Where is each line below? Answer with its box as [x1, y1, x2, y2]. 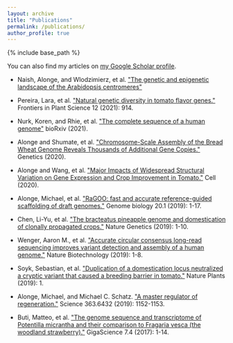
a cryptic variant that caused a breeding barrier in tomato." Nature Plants [17, 271, 225, 280]
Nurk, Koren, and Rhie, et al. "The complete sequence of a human [17, 117, 206, 126]
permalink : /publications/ [7, 23, 85, 30]
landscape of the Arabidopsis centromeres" [17, 83, 142, 91]
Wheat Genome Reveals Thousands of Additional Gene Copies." [17, 145, 200, 153]
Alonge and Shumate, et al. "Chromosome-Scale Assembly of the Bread [17, 138, 223, 147]
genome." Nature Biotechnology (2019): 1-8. [17, 251, 144, 259]
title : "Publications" [7, 17, 73, 24]
